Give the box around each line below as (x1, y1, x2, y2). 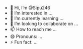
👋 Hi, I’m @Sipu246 (10, 5, 50, 10)
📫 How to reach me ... (10, 26, 57, 32)
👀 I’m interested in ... (10, 10, 53, 16)
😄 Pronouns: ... (10, 33, 43, 39)
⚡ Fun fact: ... (10, 39, 38, 45)
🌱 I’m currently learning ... (10, 15, 64, 21)
